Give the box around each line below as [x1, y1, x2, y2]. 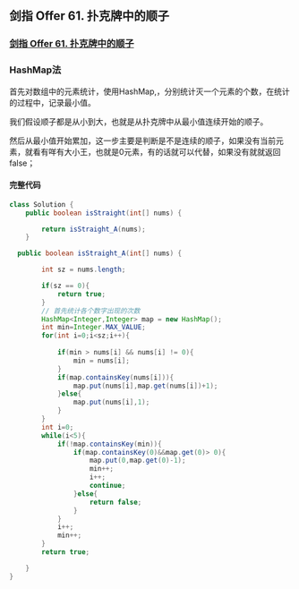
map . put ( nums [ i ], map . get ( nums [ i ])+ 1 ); [73, 381, 218, 390]
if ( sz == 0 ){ [41, 281, 90, 291]
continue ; [89, 482, 126, 491]
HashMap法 [9, 64, 62, 76]
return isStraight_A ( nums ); [41, 225, 146, 234]
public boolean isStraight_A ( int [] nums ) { [17, 249, 182, 258]
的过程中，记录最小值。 [9, 97, 96, 107]
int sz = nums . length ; [41, 265, 126, 275]
